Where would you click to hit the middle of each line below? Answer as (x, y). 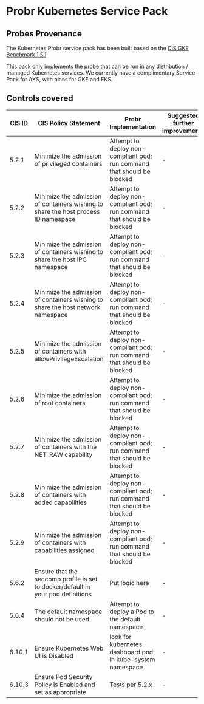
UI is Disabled (54, 655)
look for (121, 637)
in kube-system (132, 659)
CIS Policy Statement (69, 123)
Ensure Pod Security (63, 677)
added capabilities (60, 502)
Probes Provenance (44, 34)
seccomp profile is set (66, 579)
